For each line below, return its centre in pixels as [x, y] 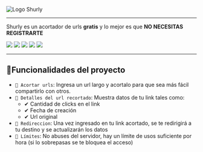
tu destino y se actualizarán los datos [61, 129]
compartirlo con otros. [43, 91]
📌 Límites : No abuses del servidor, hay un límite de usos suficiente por [103, 136]
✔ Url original [41, 116]
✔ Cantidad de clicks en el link [62, 104]
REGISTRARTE [25, 33]
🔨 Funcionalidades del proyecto [66, 70]
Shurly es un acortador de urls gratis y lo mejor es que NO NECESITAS [95, 27]
